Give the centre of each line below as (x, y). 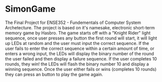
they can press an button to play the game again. (54, 74)
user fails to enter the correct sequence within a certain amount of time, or (80, 48)
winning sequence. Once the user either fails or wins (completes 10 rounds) (81, 69)
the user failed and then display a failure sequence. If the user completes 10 (81, 59)
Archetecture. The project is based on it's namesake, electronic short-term (80, 27)
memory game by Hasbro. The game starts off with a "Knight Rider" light (78, 33)
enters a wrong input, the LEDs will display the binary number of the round (80, 53)
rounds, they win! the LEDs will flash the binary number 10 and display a (77, 64)
